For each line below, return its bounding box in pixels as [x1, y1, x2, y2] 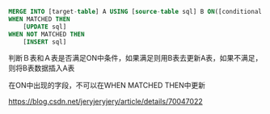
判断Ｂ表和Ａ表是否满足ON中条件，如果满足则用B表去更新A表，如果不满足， [8, 53, 263, 63]
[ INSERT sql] [23, 37, 67, 46]
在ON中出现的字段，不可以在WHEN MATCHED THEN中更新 [8, 81, 206, 91]
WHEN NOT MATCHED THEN [8, 30, 85, 38]
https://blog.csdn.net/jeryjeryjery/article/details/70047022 [8, 97, 204, 107]
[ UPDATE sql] [23, 23, 67, 31]
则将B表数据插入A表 [8, 63, 75, 73]
